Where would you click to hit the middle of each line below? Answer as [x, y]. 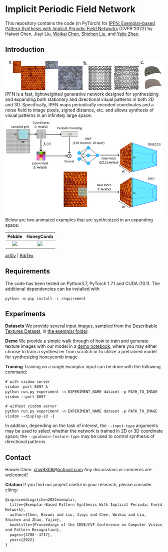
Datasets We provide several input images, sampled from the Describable [81, 326]
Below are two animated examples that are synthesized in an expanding [79, 220]
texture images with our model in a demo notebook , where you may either [81, 346]
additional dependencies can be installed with [52, 289]
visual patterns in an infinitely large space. [49, 115]
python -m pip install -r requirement [45, 299]
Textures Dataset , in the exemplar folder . [47, 331]
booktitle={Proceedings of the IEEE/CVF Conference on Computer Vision [86, 525]
